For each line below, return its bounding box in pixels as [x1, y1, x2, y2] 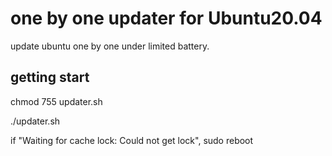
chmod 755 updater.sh [10, 95, 103, 107]
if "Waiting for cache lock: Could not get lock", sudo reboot [10, 134, 254, 146]
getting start [10, 69, 90, 86]
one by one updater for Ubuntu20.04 [10, 7, 323, 30]
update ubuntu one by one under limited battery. [10, 40, 210, 52]
